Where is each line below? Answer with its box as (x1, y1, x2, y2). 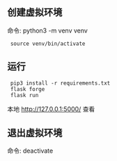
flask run (10, 92, 39, 99)
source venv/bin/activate (10, 40, 86, 47)
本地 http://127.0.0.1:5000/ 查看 (7, 105, 95, 113)
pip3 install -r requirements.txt (10, 79, 111, 87)
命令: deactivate (7, 146, 54, 155)
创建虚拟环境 (7, 6, 63, 19)
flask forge (10, 85, 45, 92)
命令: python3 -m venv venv (7, 26, 88, 35)
